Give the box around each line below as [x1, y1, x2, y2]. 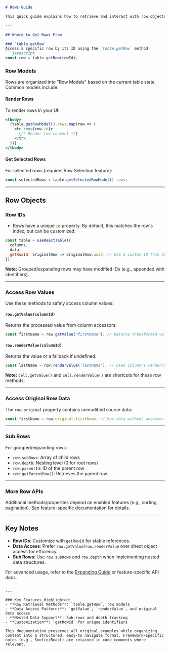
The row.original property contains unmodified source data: [5, 406, 133, 412]
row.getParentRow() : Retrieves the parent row [12, 470, 108, 476]
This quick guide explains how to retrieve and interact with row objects [5, 14, 166, 19]
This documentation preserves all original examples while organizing [5, 628, 157, 633]
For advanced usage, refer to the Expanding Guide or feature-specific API [5, 569, 159, 575]
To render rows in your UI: [5, 107, 60, 113]
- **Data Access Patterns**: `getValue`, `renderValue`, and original [5, 606, 157, 611]
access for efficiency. [12, 548, 58, 554]
